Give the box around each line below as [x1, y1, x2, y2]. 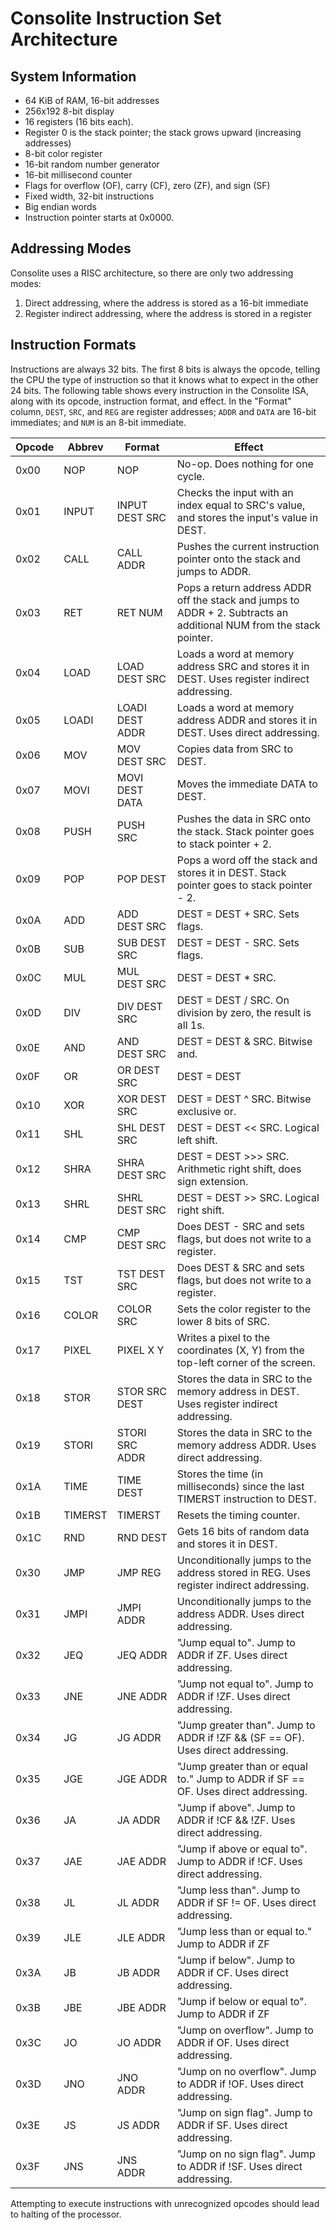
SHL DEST [116, 1120, 166, 1134]
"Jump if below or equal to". [176, 1994, 307, 2008]
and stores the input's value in [176, 510, 319, 524]
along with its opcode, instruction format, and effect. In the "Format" [10, 395, 292, 407]
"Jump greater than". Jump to [176, 1718, 316, 1732]
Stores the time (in [176, 1467, 264, 1481]
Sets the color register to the [176, 1302, 311, 1316]
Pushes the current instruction [176, 539, 320, 553]
